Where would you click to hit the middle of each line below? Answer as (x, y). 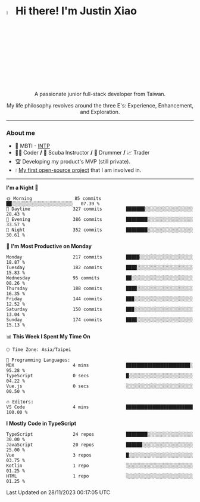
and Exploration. (100, 112)
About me (21, 133)
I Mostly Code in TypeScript (41, 424)
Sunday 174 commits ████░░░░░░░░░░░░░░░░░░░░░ (100, 320)
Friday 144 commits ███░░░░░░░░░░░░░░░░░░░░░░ (100, 299)
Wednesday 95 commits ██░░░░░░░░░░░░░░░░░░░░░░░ (100, 278)
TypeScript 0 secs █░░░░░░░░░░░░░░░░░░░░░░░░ (100, 376)
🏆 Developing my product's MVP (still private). (73, 162)
